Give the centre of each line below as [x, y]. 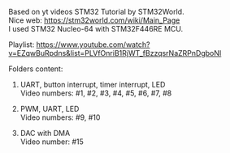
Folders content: [36, 69]
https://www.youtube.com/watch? [93, 45]
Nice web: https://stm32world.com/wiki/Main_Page [94, 20]
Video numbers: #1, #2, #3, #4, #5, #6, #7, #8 [96, 93]
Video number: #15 [52, 142]
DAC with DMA [45, 133]
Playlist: [22, 45]
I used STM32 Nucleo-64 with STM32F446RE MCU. [96, 29]
